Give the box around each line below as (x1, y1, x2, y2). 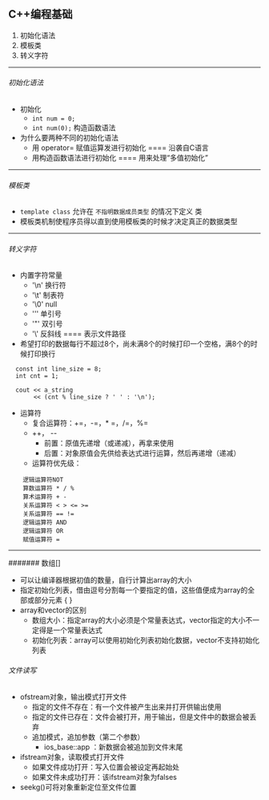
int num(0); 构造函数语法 (31, 123, 116, 132)
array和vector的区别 (19, 605, 86, 615)
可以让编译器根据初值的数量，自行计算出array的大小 (19, 575, 192, 585)
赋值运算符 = (22, 536, 60, 544)
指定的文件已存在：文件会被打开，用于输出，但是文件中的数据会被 (31, 712, 250, 721)
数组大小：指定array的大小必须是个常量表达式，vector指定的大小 (31, 615, 246, 625)
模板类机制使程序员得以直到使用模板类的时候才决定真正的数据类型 (19, 217, 238, 226)
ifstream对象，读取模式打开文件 (19, 752, 125, 761)
